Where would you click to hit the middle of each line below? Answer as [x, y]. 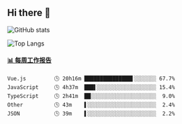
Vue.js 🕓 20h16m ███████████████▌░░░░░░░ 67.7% [91, 79]
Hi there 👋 [29, 13]
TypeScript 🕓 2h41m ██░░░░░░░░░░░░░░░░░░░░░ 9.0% [91, 96]
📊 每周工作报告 [30, 60]
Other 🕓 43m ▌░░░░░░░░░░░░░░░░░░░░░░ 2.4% [91, 105]
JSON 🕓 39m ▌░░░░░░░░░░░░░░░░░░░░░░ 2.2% [91, 114]
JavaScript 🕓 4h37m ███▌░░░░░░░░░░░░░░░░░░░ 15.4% [91, 88]
